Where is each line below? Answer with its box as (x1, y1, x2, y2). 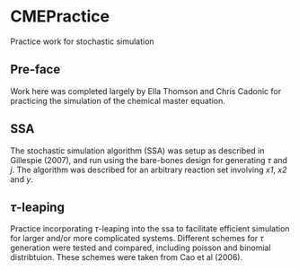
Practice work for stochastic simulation (10, 36, 155, 47)
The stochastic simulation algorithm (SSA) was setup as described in (10, 145, 265, 156)
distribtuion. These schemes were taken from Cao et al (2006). (10, 252, 243, 263)
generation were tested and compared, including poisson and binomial (10, 242, 272, 253)
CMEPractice (10, 6, 110, 27)
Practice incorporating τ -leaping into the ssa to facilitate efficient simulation (10, 223, 290, 234)
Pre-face (10, 62, 61, 77)
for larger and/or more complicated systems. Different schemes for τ (10, 233, 264, 244)
